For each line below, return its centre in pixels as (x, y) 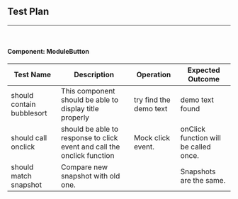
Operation (154, 75)
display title (80, 109)
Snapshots (198, 171)
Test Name (33, 75)
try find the (152, 100)
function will (200, 138)
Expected (204, 70)
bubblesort (29, 113)
